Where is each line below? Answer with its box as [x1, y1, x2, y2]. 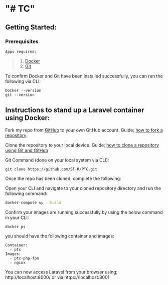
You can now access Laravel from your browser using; [5, 268, 118, 275]
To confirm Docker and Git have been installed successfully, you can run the [5, 73, 163, 79]
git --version [5, 92, 35, 97]
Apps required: [5, 49, 37, 54]
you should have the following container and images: [5, 233, 114, 239]
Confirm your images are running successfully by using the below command [5, 209, 163, 215]
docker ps [5, 224, 26, 229]
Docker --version [5, 88, 42, 93]
